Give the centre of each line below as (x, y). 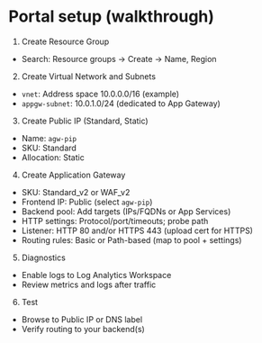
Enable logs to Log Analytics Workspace (96, 275)
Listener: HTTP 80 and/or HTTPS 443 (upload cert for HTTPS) (137, 230)
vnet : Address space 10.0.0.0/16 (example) (100, 94)
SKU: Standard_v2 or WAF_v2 (76, 192)
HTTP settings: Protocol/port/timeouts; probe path (115, 221)
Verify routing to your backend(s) (83, 329)
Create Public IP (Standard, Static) (85, 121)
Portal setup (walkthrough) (112, 17)
